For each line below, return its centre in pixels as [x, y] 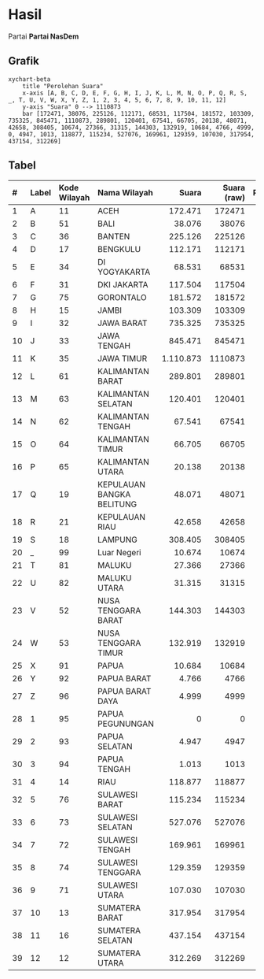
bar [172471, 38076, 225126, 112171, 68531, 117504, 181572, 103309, [139, 113]
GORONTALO [122, 297]
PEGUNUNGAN [126, 724]
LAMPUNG [117, 540]
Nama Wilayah [125, 192]
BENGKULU [119, 249]
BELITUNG [117, 504]
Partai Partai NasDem [44, 36]
